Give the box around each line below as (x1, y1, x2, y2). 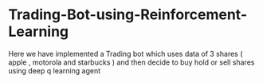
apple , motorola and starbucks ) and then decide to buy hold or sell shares (8, 57, 255, 67)
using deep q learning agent (8, 65, 101, 75)
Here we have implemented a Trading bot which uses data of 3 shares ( (8, 49, 243, 58)
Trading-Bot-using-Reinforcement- (8, 6, 248, 24)
